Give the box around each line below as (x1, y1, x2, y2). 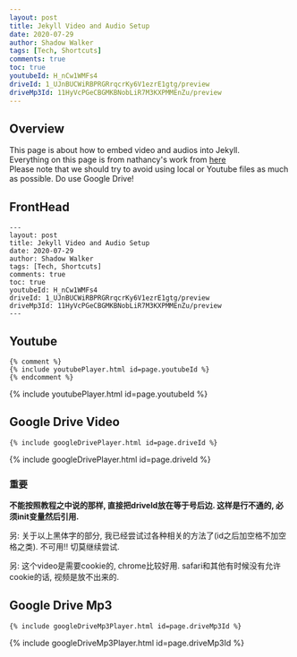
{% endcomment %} (9, 372, 74, 381)
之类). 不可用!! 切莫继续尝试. (16, 542, 121, 552)
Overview (9, 121, 65, 136)
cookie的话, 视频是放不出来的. (9, 572, 120, 583)
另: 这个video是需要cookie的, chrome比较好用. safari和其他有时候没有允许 (9, 560, 282, 571)
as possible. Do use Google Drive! (9, 174, 134, 184)
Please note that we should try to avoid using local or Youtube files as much (9, 164, 289, 175)
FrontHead (9, 199, 70, 215)
